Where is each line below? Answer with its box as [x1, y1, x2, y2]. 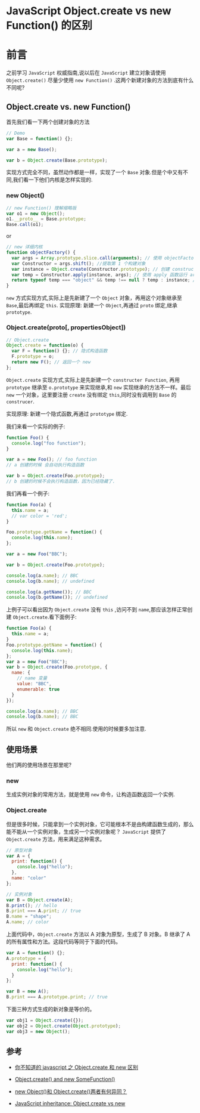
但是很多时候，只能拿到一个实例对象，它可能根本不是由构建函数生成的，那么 [6, 820, 194, 827]
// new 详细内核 [6, 244, 43, 250]
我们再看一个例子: [6, 490, 50, 497]
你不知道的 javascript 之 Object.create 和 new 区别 [14, 1063, 139, 1071]
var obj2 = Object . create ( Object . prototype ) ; [6, 1023, 121, 1029]
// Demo [6, 130, 26, 136]
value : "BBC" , [17, 681, 52, 687]
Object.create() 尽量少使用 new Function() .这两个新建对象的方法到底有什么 [6, 76, 194, 84]
